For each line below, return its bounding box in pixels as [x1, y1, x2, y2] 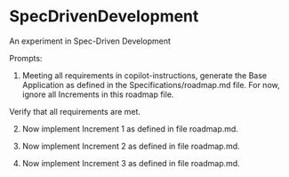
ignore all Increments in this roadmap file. [21, 89, 174, 100]
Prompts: [9, 52, 43, 63]
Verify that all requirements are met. [9, 106, 140, 117]
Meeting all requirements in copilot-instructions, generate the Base [21, 69, 268, 81]
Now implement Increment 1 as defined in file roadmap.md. [21, 123, 238, 134]
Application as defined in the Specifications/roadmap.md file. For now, [21, 79, 280, 90]
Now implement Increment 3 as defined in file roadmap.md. [21, 157, 240, 168]
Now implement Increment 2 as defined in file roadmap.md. [21, 141, 240, 151]
